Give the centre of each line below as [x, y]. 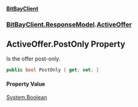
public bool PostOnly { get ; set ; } [53, 70]
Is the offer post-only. [33, 59]
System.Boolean [27, 97]
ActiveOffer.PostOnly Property [66, 44]
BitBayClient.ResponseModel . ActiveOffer [69, 24]
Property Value [26, 84]
